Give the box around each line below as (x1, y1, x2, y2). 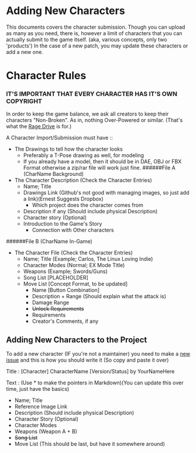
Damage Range (32, 299, 69, 306)
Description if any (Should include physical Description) (23, 208, 158, 215)
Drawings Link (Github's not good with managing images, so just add (23, 189, 190, 196)
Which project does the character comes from (32, 202, 143, 209)
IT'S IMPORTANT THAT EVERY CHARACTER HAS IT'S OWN (6, 90, 177, 98)
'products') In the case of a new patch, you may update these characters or (6, 42, 188, 49)
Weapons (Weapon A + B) (14, 428, 78, 435)
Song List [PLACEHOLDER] (23, 274, 89, 281)
